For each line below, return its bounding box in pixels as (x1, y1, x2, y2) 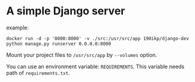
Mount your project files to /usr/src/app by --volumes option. (6, 51, 157, 58)
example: (6, 24, 29, 31)
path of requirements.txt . (6, 69, 70, 76)
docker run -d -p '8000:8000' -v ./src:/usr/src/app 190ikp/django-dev (6, 35, 189, 41)
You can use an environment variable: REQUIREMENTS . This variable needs (6, 63, 185, 70)
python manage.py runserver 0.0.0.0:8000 (6, 41, 112, 47)
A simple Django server (6, 4, 125, 18)
